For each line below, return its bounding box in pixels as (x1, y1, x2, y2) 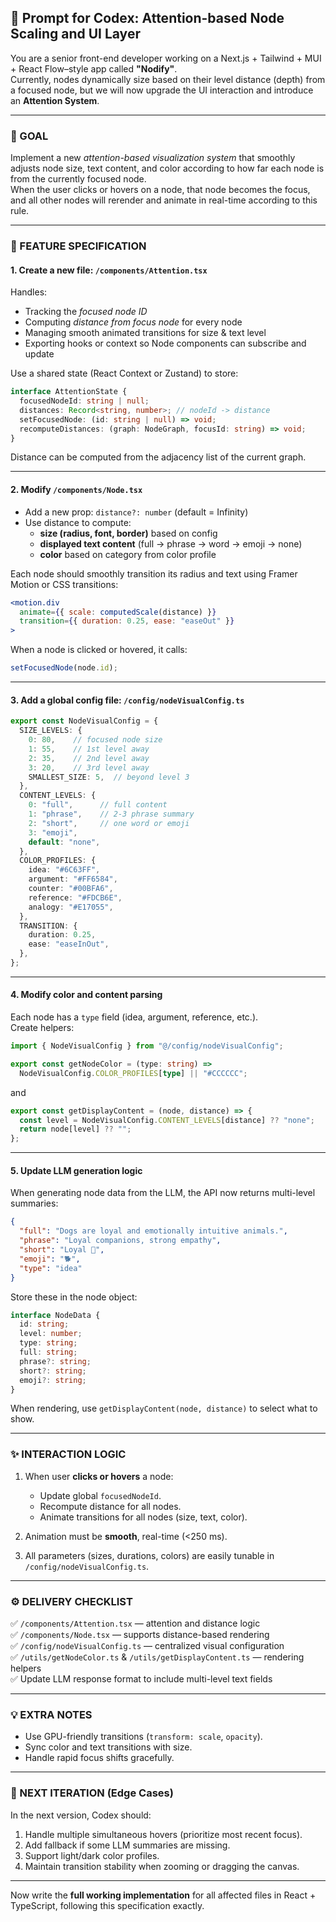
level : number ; (19, 1329, 83, 1339)
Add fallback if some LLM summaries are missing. (24, 1839, 231, 1851)
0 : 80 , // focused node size (28, 735, 163, 745)
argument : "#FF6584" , (28, 874, 118, 885)
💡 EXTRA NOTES (10, 1707, 93, 1721)
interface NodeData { (10, 1310, 101, 1320)
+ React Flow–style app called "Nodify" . (10, 62, 178, 75)
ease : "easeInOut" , (28, 939, 110, 950)
